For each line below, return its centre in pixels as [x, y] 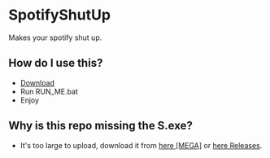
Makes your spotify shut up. [55, 37]
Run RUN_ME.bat [49, 91]
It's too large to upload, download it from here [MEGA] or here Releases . [141, 145]
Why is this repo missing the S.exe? [100, 126]
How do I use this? [56, 63]
